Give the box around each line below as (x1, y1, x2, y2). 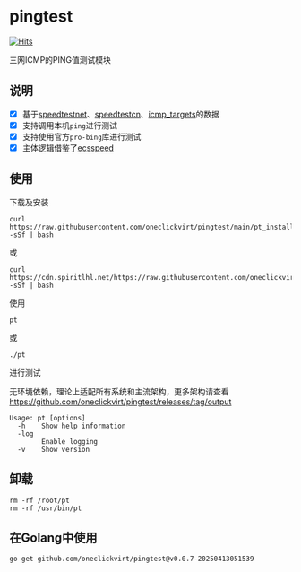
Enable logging (41, 437, 99, 446)
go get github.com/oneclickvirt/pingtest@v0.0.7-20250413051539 (9, 554, 254, 564)
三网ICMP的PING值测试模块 (9, 54, 112, 65)
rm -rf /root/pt (9, 496, 70, 505)
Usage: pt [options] (9, 413, 87, 422)
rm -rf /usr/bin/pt (9, 504, 82, 513)
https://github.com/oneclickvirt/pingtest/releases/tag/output (9, 396, 232, 407)
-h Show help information (17, 421, 126, 430)
